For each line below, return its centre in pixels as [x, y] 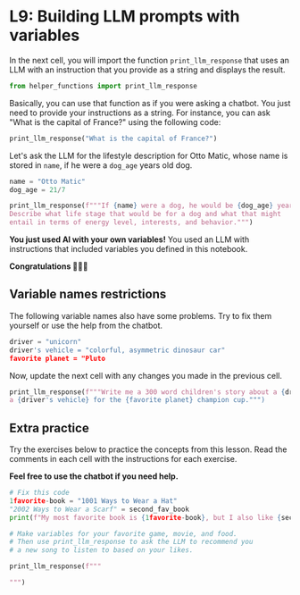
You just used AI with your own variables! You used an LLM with [129, 239]
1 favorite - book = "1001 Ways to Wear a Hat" [93, 501]
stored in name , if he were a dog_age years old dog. [101, 165]
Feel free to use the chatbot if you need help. [94, 476]
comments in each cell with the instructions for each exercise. [123, 459]
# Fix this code [39, 493]
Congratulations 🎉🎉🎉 [49, 266]
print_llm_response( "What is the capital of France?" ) [113, 138]
